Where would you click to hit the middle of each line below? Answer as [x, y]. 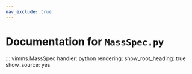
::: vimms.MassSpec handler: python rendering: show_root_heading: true [96, 58]
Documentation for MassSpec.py [85, 41]
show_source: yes [28, 64]
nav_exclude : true [29, 12]
